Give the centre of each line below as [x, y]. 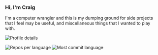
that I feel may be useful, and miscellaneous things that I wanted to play [78, 23]
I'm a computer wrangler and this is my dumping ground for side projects [79, 18]
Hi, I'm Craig [20, 7]
